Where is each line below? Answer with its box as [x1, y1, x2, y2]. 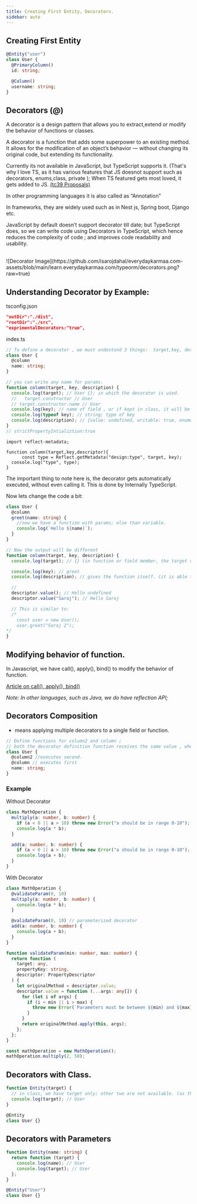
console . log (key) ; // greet [11, 568, 80, 575]
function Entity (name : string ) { [6, 1149, 88, 1155]
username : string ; [11, 83, 57, 90]
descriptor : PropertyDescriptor [16, 972, 96, 978]
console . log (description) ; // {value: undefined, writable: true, [11, 418, 177, 423]
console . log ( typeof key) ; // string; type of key [11, 412, 135, 418]
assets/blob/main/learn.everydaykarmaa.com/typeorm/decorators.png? [6, 264, 180, 271]
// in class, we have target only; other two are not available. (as [11, 1091, 185, 1097]
